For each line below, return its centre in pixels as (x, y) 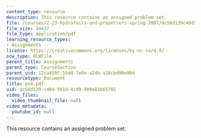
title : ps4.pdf (25, 84)
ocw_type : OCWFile (29, 56)
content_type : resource (36, 12)
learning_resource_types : (38, 39)
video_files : (22, 95)
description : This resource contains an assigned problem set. (87, 17)
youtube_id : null (33, 112)
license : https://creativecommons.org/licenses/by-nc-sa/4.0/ (85, 51)
